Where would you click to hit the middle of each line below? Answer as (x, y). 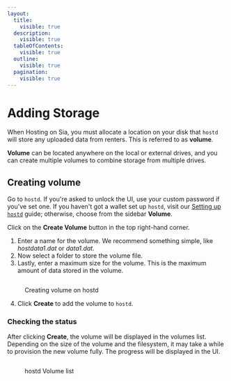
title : (23, 20)
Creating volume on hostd (62, 290)
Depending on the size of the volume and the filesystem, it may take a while (115, 344)
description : (32, 33)
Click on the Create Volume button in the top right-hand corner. (98, 228)
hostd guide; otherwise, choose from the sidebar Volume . (90, 214)
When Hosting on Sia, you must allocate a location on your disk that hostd (113, 132)
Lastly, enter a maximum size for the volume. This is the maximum (112, 263)
